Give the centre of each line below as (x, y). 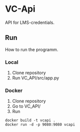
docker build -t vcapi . (30, 120)
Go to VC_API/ (26, 106)
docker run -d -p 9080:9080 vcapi (40, 125)
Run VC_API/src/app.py (36, 78)
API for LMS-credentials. (30, 22)
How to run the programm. (32, 49)
